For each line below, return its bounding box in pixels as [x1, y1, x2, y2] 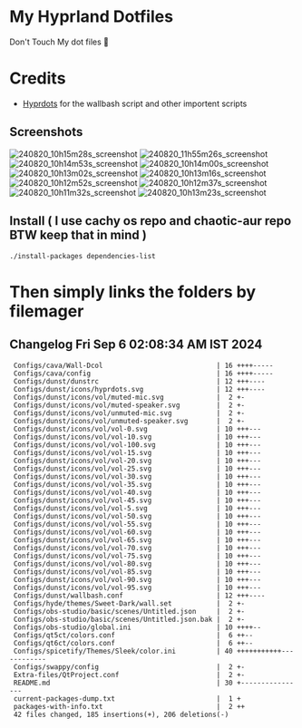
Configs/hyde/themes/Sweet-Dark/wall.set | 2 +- [13, 598, 246, 608]
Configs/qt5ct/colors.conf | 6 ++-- [13, 630, 254, 640]
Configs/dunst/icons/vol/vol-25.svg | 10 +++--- [13, 464, 261, 473]
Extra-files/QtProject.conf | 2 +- [13, 670, 246, 679]
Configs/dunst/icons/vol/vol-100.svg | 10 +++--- [13, 440, 261, 450]
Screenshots [9, 124, 83, 140]
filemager [9, 301, 84, 321]
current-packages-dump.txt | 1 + [13, 694, 242, 704]
